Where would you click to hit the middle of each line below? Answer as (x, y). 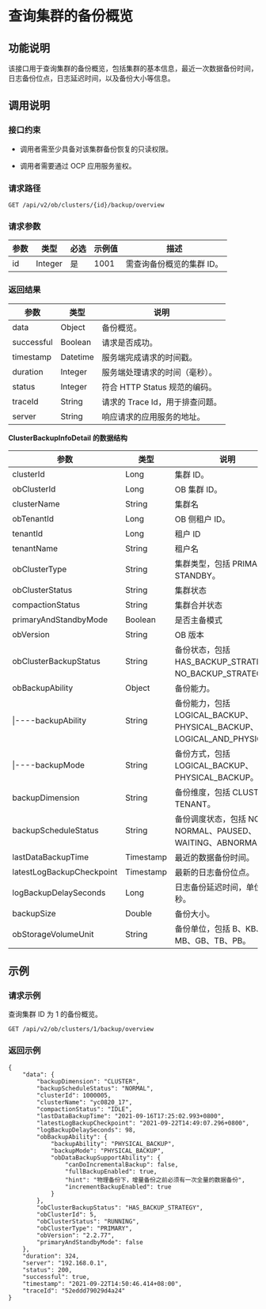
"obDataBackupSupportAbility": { (105, 1157)
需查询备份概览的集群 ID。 (174, 264)
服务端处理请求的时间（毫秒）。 (160, 372)
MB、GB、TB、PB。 (213, 940)
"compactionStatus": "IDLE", (85, 1109)
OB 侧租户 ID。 (202, 519)
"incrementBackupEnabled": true (118, 1187)
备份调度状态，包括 (211, 818)
